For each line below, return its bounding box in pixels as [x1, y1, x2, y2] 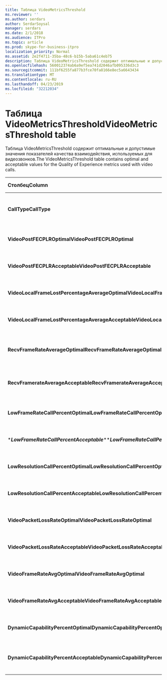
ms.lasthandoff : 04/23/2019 [5, 81, 64, 86]
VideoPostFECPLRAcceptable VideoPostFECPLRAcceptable [7, 263, 151, 270]
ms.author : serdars [5, 16, 46, 21]
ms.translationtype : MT [5, 72, 55, 77]
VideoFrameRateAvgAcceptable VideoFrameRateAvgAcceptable [7, 598, 162, 605]
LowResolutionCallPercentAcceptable [7, 490, 99, 497]
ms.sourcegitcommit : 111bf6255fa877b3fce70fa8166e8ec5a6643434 [5, 68, 139, 73]
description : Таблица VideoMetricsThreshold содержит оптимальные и [5, 58, 150, 63]
